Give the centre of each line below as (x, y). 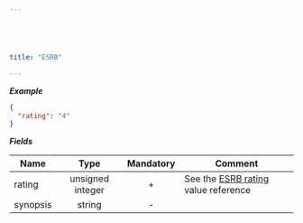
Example (26, 90)
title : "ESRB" (36, 57)
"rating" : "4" (44, 116)
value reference (217, 190)
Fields (21, 142)
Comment (237, 163)
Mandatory (151, 163)
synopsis (33, 205)
